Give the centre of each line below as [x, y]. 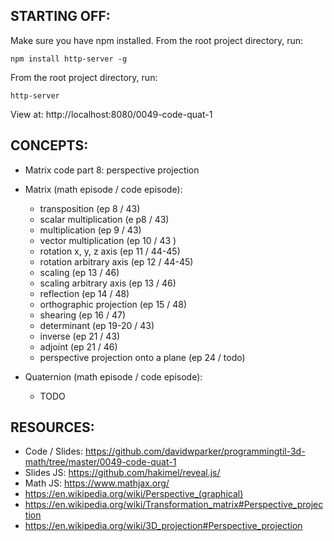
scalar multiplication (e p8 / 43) [104, 219]
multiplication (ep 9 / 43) [90, 230]
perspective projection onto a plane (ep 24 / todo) [142, 357]
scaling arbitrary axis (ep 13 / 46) [108, 283]
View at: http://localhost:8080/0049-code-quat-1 [111, 114]
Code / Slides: [53, 451]
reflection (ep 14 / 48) [84, 293]
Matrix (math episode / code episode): [103, 189]
